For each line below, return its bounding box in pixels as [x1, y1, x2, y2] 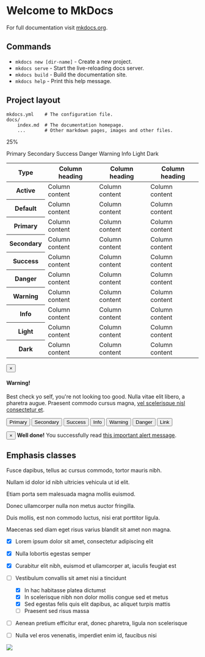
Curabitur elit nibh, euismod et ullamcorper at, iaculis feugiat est [15, 562, 177, 569]
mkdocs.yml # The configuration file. [6, 111, 113, 117]
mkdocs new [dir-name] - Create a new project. [15, 57, 132, 65]
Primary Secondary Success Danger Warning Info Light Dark [6, 150, 159, 157]
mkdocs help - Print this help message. [15, 77, 112, 84]
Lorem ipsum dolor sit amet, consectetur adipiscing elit [15, 537, 154, 545]
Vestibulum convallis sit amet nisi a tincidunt [15, 574, 127, 581]
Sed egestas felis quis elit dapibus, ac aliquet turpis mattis [24, 600, 171, 607]
